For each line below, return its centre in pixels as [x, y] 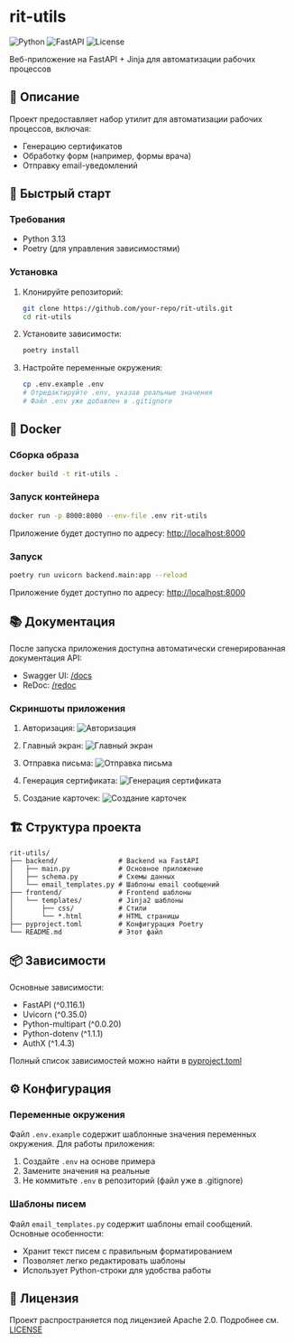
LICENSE [26, 1329]
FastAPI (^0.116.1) [54, 1004]
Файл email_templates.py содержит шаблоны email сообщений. [131, 1224]
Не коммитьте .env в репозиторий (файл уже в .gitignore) [133, 1180]
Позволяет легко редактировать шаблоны [104, 1260]
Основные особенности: [57, 1233]
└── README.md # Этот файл [87, 932]
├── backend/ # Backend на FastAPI [105, 860]
